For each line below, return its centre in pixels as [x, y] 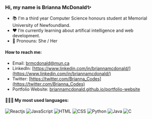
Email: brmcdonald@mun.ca [41, 63]
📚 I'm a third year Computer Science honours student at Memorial [80, 18]
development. [26, 36]
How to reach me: [23, 52]
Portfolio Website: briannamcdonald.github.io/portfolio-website [76, 89]
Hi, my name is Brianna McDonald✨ [48, 7]
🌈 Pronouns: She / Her [35, 41]
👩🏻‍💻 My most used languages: [37, 100]
